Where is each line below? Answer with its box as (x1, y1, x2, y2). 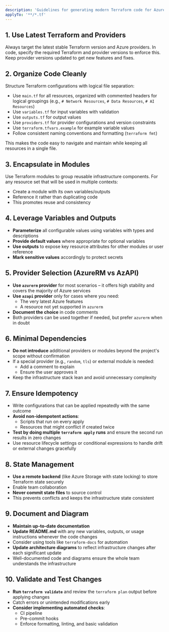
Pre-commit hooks (20, 615, 59, 621)
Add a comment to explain (20, 364, 74, 370)
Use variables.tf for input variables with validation (12, 109, 119, 115)
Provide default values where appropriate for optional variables (12, 238, 145, 244)
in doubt (12, 320, 30, 326)
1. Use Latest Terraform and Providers (5, 31, 126, 39)
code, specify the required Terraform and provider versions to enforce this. (5, 49, 161, 56)
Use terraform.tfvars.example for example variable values (12, 125, 135, 131)
